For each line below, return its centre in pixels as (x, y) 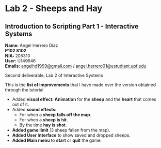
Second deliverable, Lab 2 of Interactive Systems (54, 75)
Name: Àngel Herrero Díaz (32, 45)
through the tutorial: (25, 90)
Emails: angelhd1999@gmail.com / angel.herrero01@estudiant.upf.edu (76, 66)
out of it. (20, 104)
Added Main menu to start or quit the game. (57, 140)
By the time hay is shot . (43, 125)
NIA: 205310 (18, 56)
